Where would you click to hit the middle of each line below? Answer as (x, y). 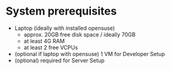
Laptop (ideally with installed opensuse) (65, 28)
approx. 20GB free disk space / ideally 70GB (79, 34)
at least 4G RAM (44, 41)
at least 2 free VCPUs (51, 47)
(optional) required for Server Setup (60, 60)
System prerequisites (61, 11)
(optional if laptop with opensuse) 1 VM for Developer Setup (90, 54)
